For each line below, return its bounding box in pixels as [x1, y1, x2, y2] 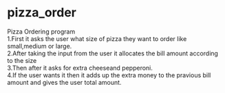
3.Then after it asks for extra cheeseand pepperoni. [7, 64, 153, 72]
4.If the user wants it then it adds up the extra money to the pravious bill [7, 70, 211, 79]
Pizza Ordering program [7, 27, 76, 36]
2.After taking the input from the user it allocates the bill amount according [7, 49, 219, 57]
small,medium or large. [7, 42, 72, 50]
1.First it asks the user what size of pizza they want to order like [7, 34, 187, 42]
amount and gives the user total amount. [7, 78, 122, 86]
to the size [7, 56, 37, 64]
